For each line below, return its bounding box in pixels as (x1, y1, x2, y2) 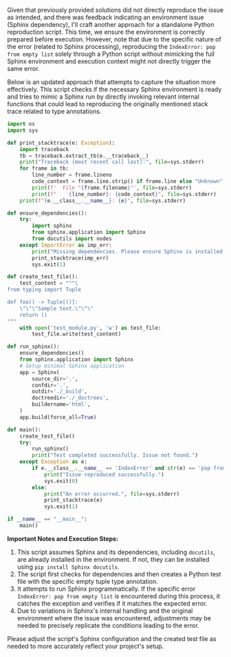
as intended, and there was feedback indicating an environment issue (7, 13, 204, 21)
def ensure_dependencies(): (7, 210, 88, 217)
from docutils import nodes (32, 235, 112, 242)
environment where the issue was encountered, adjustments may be (16, 614, 212, 622)
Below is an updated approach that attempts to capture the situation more (7, 78, 217, 86)
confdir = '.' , (32, 382, 69, 389)
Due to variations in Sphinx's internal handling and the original (16, 607, 193, 615)
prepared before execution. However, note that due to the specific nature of (7, 35, 221, 43)
